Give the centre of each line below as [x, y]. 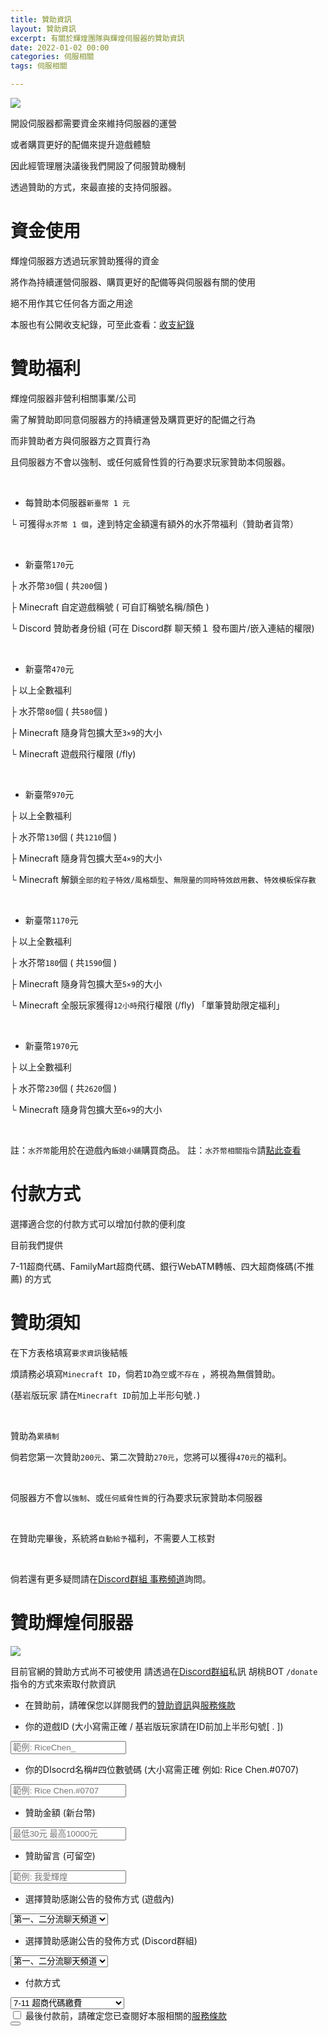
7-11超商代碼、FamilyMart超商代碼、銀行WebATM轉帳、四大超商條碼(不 [158, 1266]
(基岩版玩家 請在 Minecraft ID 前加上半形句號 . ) [105, 1395]
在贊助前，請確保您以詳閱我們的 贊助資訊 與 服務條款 [130, 1705]
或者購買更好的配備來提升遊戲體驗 [80, 144]
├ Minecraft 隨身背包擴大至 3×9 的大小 [86, 732]
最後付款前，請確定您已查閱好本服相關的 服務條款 [125, 2015]
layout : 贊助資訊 [43, 29]
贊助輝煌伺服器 [72, 1622]
